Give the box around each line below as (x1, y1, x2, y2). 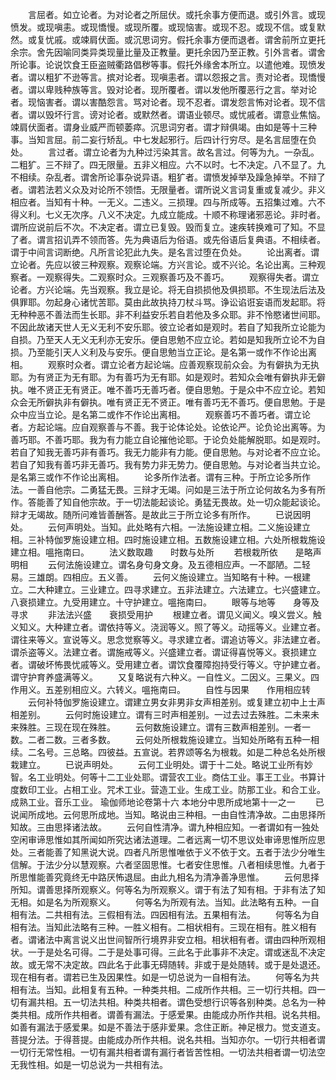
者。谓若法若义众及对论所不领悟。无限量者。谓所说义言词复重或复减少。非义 (10, 184, 326, 195)
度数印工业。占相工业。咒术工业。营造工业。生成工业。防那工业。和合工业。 (10, 784, 326, 795)
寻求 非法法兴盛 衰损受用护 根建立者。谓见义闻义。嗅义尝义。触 (10, 609, 322, 620)
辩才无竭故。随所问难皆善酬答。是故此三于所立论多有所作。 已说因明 (10, 509, 311, 520)
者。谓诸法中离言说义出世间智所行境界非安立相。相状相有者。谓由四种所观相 (10, 934, 326, 945)
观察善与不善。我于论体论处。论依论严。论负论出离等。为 (88, 421, 326, 433)
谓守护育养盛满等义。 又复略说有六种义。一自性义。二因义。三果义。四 (10, 671, 320, 683)
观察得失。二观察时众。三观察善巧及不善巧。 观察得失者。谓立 (44, 271, 320, 283)
